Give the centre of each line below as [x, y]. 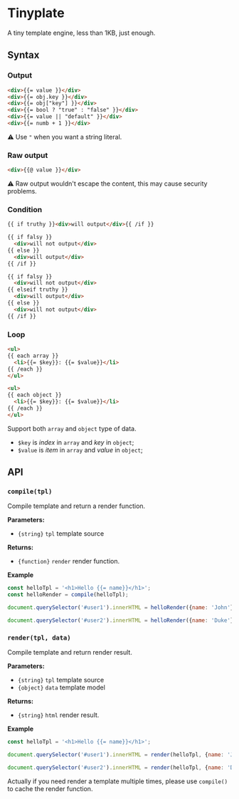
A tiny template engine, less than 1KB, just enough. [81, 33]
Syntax [23, 55]
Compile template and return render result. [70, 652]
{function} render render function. [69, 561]
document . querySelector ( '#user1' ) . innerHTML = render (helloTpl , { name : [116, 755]
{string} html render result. [58, 715]
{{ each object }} [34, 395]
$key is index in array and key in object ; [76, 442]
